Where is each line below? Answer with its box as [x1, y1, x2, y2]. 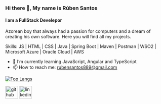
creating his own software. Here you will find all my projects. [5, 34, 132, 40]
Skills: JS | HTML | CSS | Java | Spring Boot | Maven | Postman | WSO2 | [5, 43, 156, 49]
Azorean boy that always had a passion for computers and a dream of [5, 28, 151, 34]
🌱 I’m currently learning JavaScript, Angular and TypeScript [12, 59, 137, 65]
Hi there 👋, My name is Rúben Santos [5, 5, 98, 12]
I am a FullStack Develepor [5, 17, 62, 23]
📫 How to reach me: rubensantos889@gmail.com [12, 64, 117, 70]
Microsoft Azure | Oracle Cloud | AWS [5, 49, 85, 55]
